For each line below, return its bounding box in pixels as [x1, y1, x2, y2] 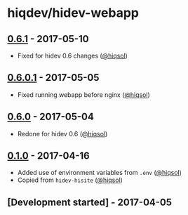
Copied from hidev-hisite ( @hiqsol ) [17, 176, 123, 184]
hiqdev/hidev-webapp [7, 5, 139, 21]
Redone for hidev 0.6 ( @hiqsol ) [17, 129, 108, 138]
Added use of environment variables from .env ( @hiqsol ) [17, 169, 182, 177]
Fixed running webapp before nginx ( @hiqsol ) [17, 90, 151, 99]
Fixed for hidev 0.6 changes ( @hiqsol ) [17, 51, 128, 60]
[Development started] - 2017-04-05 [7, 196, 173, 208]
